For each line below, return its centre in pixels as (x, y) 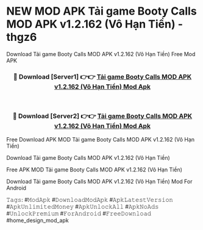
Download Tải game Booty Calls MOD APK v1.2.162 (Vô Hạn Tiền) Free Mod (101, 54)
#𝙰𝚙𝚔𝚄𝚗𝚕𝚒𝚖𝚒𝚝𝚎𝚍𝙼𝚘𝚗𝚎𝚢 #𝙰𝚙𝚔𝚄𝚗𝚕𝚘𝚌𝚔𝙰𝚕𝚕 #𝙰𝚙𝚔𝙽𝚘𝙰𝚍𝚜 (83, 206)
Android (16, 188)
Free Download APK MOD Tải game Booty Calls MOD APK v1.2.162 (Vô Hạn (101, 139)
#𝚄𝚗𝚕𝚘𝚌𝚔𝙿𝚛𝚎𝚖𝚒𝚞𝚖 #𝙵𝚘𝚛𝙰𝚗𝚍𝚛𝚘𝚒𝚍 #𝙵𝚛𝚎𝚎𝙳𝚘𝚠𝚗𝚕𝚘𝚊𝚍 (79, 213)
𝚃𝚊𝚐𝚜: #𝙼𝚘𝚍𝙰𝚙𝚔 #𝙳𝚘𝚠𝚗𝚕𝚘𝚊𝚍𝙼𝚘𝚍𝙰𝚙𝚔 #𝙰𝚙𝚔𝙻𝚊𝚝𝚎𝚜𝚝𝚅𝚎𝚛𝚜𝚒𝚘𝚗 (90, 199)
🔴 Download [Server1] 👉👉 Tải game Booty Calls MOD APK (102, 76)
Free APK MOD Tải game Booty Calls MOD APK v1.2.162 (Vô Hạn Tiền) (94, 170)
